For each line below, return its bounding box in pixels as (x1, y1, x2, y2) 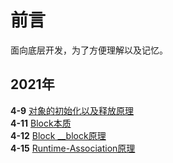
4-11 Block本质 (10, 117, 72, 129)
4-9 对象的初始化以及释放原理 (10, 104, 135, 116)
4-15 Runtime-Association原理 (10, 142, 136, 154)
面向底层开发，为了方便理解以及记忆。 (10, 44, 168, 56)
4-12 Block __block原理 (10, 129, 107, 141)
